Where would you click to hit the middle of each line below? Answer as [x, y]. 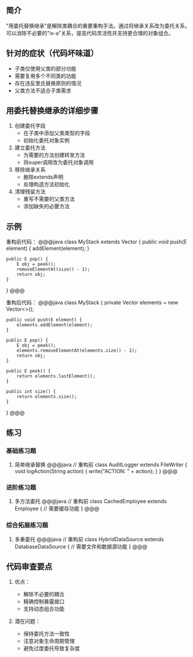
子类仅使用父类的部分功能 [45, 69]
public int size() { [31, 392]
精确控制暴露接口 [44, 601]
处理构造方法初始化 [46, 184]
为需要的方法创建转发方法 [54, 155]
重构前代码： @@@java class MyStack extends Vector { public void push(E [96, 242]
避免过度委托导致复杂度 [51, 648]
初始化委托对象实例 [46, 141]
